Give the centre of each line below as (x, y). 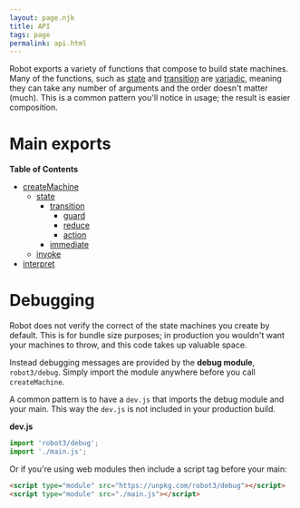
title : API (30, 26)
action (75, 235)
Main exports (60, 144)
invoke (48, 254)
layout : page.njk (42, 18)
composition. (34, 107)
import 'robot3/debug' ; (54, 444)
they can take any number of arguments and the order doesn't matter (139, 88)
